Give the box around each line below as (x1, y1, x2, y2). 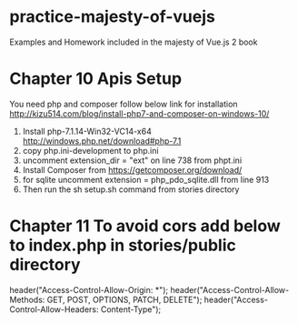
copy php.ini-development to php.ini (22, 145, 159, 156)
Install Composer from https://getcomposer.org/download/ (22, 164, 243, 175)
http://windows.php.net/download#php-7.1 (22, 135, 182, 147)
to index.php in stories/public (9, 235, 236, 256)
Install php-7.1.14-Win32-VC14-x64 (22, 126, 152, 137)
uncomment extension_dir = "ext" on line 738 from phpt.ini (22, 155, 243, 166)
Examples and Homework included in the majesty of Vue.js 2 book (9, 36, 258, 47)
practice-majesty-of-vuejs (9, 6, 215, 27)
